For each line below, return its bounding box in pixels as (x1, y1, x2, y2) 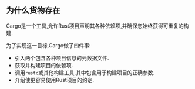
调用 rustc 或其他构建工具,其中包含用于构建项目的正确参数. (14, 69, 154, 76)
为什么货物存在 (6, 5, 60, 16)
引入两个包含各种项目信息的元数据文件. (14, 54, 109, 61)
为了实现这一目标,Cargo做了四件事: (6, 42, 91, 49)
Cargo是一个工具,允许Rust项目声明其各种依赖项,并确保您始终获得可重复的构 (6, 22, 189, 29)
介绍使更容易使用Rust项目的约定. (14, 76, 95, 83)
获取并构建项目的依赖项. (14, 61, 73, 69)
